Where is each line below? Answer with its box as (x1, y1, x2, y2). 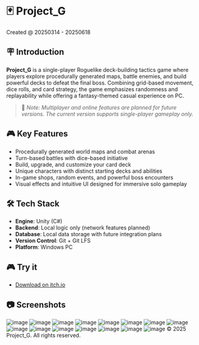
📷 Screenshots (6, 299, 66, 310)
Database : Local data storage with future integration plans (15, 231, 162, 238)
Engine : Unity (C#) (15, 218, 63, 225)
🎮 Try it (6, 262, 38, 272)
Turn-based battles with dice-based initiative (15, 154, 128, 161)
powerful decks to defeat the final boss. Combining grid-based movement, (6, 79, 194, 86)
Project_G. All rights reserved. (6, 332, 81, 339)
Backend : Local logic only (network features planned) (15, 224, 150, 231)
